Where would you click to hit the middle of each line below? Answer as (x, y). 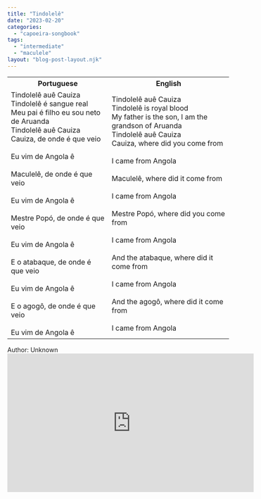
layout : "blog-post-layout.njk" (55, 60)
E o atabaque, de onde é (51, 262)
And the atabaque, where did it (162, 258)
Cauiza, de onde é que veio (56, 139)
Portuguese (58, 83)
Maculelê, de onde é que (52, 174)
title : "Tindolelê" (36, 14)
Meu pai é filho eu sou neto (56, 112)
